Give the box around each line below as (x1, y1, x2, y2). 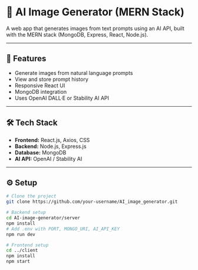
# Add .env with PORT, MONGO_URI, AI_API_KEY (6, 226, 120, 232)
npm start (6, 259, 31, 265)
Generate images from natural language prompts (14, 69, 133, 76)
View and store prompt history (14, 75, 88, 83)
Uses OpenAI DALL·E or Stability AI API (14, 94, 110, 101)
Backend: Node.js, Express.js (14, 143, 87, 150)
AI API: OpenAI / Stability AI (14, 155, 82, 162)
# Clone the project (6, 193, 57, 199)
